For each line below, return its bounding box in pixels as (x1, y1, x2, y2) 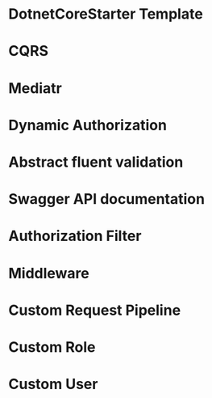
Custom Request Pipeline (8, 301, 181, 320)
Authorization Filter (8, 227, 142, 245)
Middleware (8, 264, 90, 282)
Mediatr (8, 78, 62, 97)
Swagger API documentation (8, 190, 206, 209)
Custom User (8, 375, 98, 393)
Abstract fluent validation (8, 153, 184, 171)
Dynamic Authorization (8, 116, 168, 134)
